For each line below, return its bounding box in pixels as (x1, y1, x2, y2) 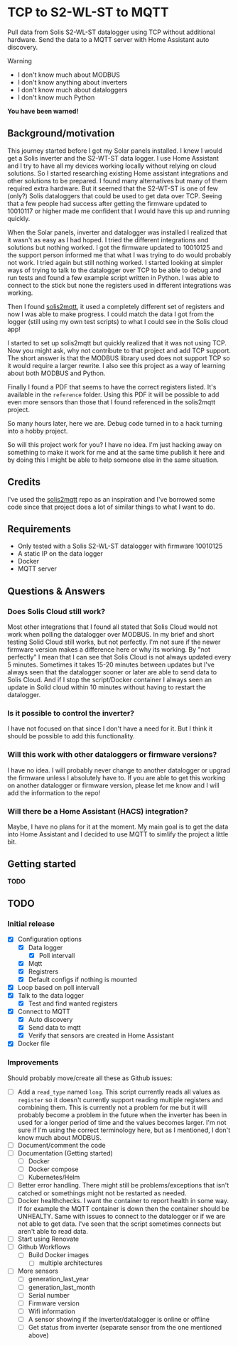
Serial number (28, 1291, 70, 1299)
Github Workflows (17, 1243, 71, 1251)
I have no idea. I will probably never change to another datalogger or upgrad (7, 765, 231, 775)
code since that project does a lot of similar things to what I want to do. (7, 502, 215, 511)
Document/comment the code (17, 1141, 106, 1149)
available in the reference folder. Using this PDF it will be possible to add (7, 390, 220, 399)
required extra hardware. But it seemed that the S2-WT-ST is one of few (7, 184, 219, 193)
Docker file (17, 1039, 50, 1048)
